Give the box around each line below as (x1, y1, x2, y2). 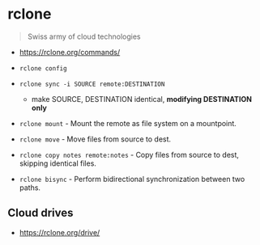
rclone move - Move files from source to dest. (19, 134, 172, 144)
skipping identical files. (19, 158, 96, 168)
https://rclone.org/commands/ (19, 47, 121, 57)
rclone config (19, 64, 67, 73)
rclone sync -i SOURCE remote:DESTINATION (19, 80, 165, 88)
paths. (19, 183, 41, 192)
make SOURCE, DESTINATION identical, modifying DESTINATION (31, 94, 253, 103)
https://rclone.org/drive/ (19, 227, 100, 237)
